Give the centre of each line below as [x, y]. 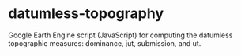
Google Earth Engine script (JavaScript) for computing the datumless [120, 35]
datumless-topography [86, 14]
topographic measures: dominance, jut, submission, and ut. [105, 43]
